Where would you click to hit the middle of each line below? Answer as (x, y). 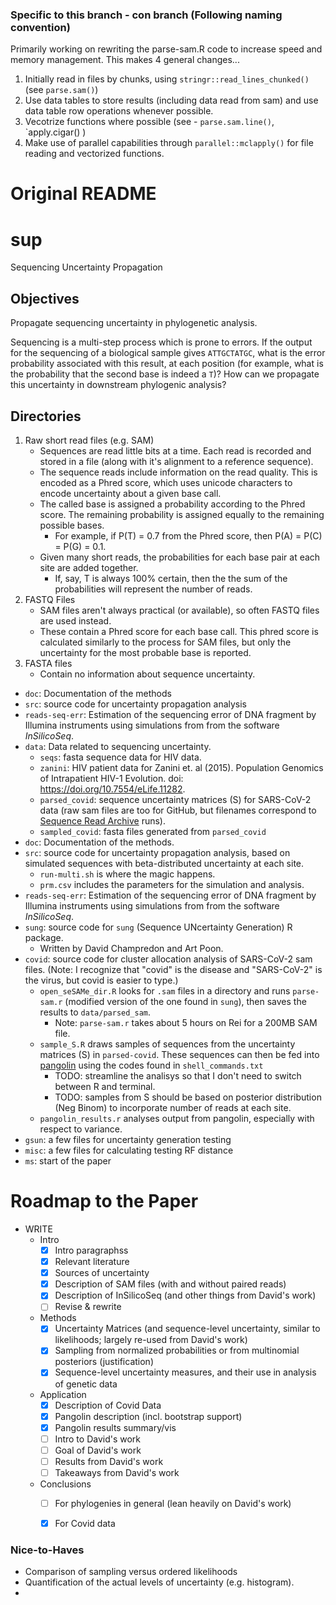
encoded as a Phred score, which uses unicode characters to (166, 483)
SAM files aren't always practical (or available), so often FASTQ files (179, 610)
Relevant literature (92, 1262)
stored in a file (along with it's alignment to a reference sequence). (176, 462)
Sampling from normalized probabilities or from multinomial (177, 1350)
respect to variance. (81, 1129)
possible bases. (72, 525)
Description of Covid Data (108, 1405)
